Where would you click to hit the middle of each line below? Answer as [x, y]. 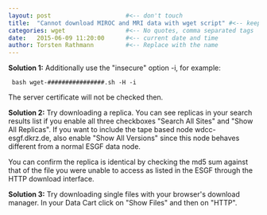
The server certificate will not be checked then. [86, 97]
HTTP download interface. [51, 179]
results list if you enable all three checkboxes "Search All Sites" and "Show [131, 121]
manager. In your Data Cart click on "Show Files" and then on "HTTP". [123, 203]
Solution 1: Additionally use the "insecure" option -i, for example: [114, 68]
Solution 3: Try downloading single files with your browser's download [124, 194]
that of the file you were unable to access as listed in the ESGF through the [130, 170]
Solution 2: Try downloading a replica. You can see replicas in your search [130, 113]
